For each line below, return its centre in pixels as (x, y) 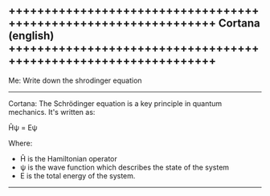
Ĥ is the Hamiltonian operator (69, 158)
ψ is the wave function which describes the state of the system (125, 167)
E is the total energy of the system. (78, 176)
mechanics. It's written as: (52, 112)
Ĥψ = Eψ (23, 127)
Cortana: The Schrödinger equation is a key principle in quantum (115, 103)
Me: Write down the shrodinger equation (75, 80)
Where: (20, 143)
